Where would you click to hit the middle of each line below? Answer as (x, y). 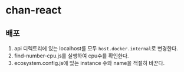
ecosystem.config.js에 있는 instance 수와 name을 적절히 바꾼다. (89, 63)
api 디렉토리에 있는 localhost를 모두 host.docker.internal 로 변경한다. (96, 48)
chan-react (34, 10)
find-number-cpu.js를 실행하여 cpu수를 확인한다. (71, 56)
